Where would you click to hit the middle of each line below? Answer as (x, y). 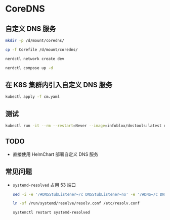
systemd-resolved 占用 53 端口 (44, 185)
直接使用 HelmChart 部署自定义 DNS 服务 (55, 154)
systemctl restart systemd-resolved (51, 212)
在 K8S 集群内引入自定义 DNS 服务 (59, 85)
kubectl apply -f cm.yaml (32, 97)
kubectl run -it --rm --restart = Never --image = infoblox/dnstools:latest (83, 126)
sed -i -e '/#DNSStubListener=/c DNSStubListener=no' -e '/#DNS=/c (85, 194)
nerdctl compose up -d (29, 68)
